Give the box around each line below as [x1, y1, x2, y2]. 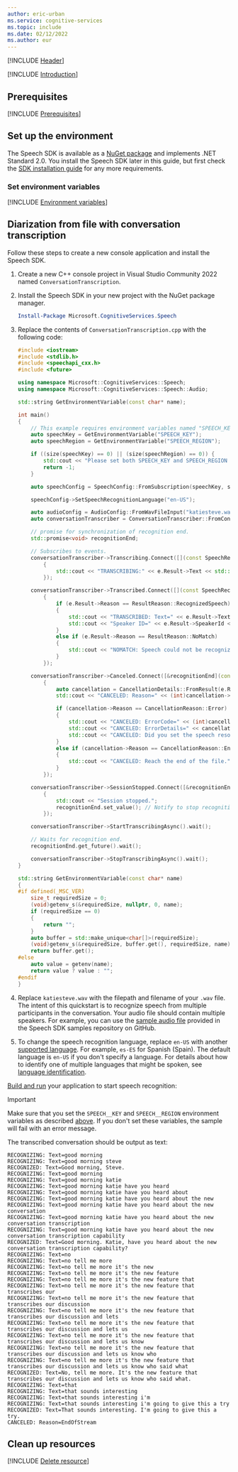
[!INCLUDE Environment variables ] [7, 198, 108, 207]
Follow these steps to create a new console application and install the [7, 248, 210, 256]
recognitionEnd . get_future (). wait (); [30, 843, 142, 850]
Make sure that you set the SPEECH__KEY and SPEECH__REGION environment [7, 1109, 220, 1117]
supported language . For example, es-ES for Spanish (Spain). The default [17, 1045, 231, 1054]
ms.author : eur [7, 37, 52, 44]
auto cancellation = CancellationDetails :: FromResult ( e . [55, 686, 228, 693]
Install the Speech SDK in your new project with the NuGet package [17, 291, 215, 299]
